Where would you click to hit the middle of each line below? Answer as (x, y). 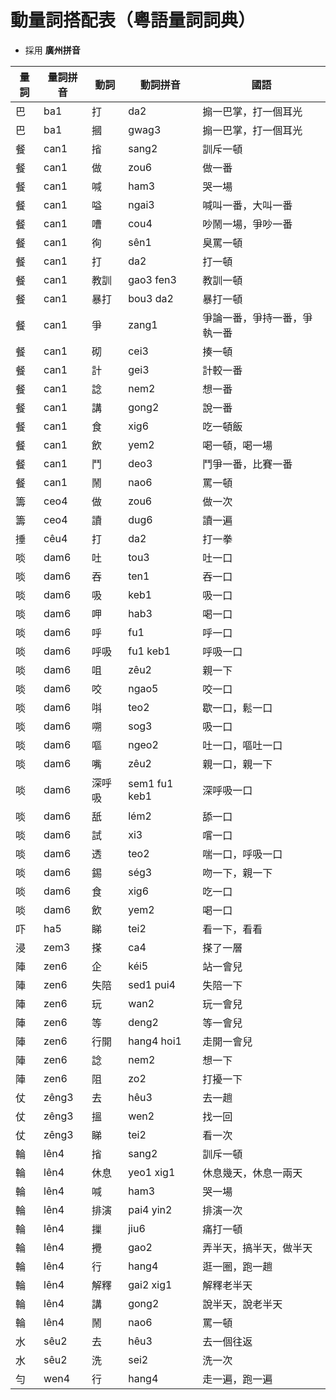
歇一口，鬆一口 (237, 708)
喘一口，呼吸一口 (242, 854)
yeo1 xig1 (152, 1172)
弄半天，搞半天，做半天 (257, 1248)
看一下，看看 (232, 929)
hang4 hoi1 (155, 1041)
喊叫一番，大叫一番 (247, 205)
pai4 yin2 (150, 1209)
